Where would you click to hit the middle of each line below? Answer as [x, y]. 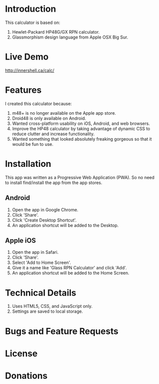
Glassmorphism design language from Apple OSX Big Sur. [70, 37]
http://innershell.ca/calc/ [30, 70]
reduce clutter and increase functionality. [53, 134]
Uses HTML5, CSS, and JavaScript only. [52, 306]
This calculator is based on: [33, 22]
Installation [28, 164]
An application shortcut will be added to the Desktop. [65, 225]
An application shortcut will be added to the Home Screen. [71, 273]
